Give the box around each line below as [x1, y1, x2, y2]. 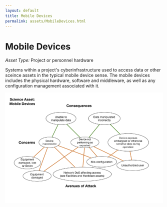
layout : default [5, 8, 39, 13]
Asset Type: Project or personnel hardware [5, 57, 93, 63]
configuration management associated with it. [5, 83, 100, 89]
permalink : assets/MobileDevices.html [5, 18, 86, 23]
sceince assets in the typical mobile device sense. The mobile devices [5, 72, 150, 78]
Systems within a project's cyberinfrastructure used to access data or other [5, 67, 161, 73]
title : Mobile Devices [5, 13, 52, 18]
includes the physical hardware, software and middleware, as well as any [5, 77, 156, 83]
